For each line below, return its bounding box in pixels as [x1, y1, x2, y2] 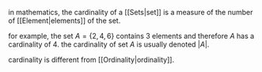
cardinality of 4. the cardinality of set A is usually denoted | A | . [8, 40, 210, 49]
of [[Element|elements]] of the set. [8, 16, 121, 25]
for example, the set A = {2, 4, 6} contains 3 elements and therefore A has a [8, 32, 255, 40]
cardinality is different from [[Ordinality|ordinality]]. [8, 55, 175, 64]
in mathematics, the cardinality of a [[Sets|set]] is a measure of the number [8, 8, 253, 17]
